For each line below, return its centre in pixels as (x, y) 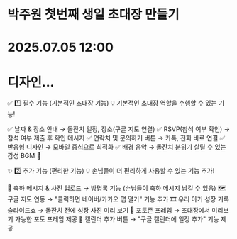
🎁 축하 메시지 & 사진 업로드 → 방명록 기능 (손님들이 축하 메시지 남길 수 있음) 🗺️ (117, 188)
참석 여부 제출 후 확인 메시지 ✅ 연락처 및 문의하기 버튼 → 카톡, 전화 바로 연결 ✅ (116, 138)
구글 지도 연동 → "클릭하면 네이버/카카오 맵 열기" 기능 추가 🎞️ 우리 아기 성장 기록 (118, 199)
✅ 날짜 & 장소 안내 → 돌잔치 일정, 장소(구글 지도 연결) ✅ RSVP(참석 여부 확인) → (119, 129)
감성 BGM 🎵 (24, 156)
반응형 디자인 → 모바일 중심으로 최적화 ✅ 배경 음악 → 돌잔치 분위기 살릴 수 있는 (117, 147)
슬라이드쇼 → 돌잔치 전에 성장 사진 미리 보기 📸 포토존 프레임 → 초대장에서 (109, 211)
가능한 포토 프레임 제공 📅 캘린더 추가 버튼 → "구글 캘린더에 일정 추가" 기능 (117, 219)
